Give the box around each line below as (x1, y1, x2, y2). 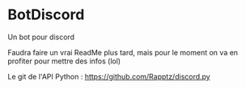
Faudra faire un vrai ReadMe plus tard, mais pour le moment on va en (7, 47, 239, 57)
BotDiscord (7, 6, 85, 24)
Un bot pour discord (7, 32, 74, 42)
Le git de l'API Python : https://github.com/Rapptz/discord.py (7, 71, 211, 81)
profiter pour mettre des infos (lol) (7, 56, 121, 66)
